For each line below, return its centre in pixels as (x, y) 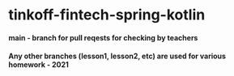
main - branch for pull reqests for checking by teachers (103, 37)
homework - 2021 (38, 65)
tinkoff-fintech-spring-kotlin (107, 15)
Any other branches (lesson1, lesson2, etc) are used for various (117, 56)
